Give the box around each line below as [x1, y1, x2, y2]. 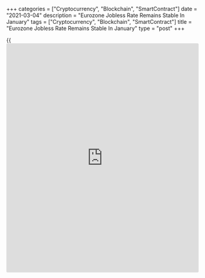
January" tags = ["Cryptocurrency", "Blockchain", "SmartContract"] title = [6, 18, 192, 25]
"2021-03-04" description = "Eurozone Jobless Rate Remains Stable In [6, 12, 185, 19]
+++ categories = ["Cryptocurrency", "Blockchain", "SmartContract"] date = [6, 5, 198, 12]
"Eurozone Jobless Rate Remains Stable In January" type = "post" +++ [6, 24, 185, 32]
